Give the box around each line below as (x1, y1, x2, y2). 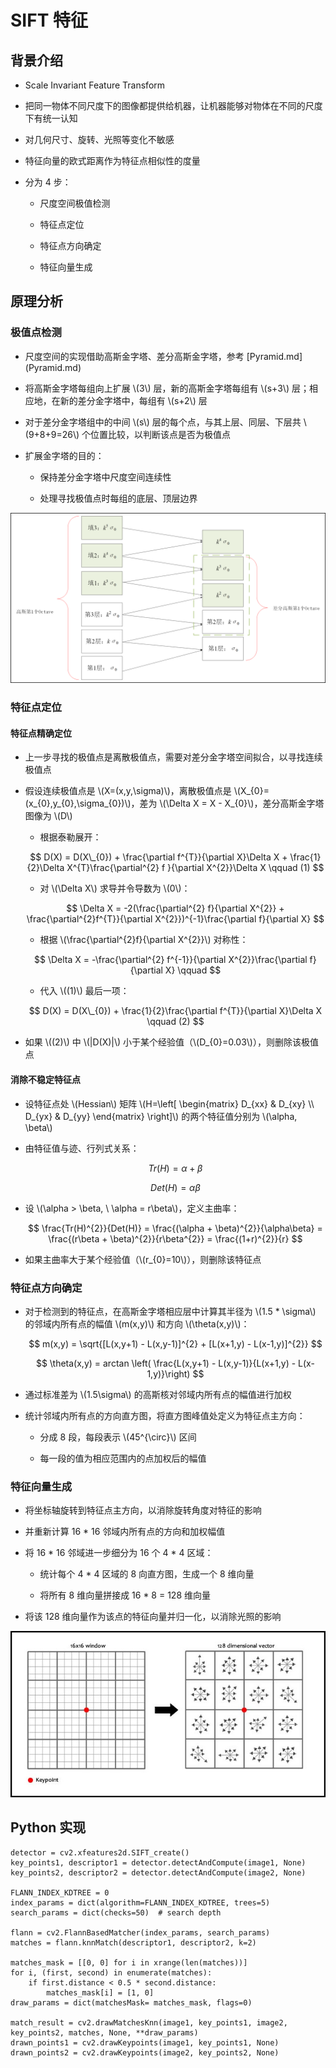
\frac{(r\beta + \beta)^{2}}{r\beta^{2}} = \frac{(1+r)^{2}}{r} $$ (48, 1232, 303, 1245)
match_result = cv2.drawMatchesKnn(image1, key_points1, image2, (10, 2017, 288, 2028)
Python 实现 (10, 1819, 87, 1836)
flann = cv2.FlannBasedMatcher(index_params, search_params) (10, 1927, 271, 1938)
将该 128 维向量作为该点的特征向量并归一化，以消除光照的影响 (24, 1611, 282, 1623)
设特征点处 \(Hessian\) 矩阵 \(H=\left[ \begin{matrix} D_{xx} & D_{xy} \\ (24, 1097, 315, 1110)
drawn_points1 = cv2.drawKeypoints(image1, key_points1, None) (10, 2037, 280, 2048)
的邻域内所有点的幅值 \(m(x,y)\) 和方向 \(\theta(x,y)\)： (24, 1317, 250, 1330)
